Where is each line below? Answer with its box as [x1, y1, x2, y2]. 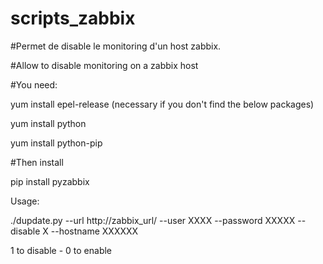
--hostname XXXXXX [50, 225, 139, 237]
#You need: [10, 78, 58, 91]
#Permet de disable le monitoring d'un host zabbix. [10, 40, 222, 52]
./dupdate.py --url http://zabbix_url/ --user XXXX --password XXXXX [10, 214, 296, 226]
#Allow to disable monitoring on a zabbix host [10, 59, 199, 71]
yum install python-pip [10, 137, 103, 149]
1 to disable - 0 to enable [10, 244, 113, 256]
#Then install [10, 156, 64, 168]
